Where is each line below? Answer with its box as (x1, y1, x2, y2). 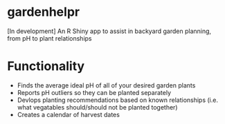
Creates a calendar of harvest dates (17, 110, 120, 118)
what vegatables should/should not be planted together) (17, 103, 178, 111)
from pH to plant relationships (7, 34, 92, 42)
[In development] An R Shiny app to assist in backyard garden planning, (7, 27, 212, 35)
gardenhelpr (7, 4, 80, 20)
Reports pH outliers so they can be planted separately (17, 88, 172, 96)
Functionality (7, 59, 85, 74)
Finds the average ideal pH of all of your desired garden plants (17, 81, 196, 90)
